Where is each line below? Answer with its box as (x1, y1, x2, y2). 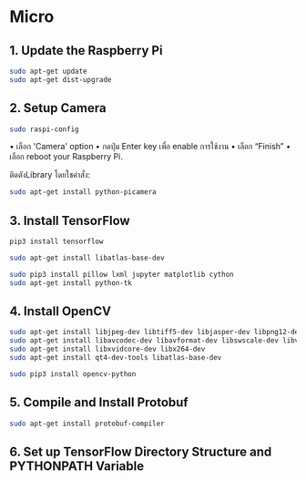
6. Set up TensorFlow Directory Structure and (9, 444, 272, 459)
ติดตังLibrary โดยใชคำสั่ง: (9, 169, 91, 180)
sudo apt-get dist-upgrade (9, 75, 112, 84)
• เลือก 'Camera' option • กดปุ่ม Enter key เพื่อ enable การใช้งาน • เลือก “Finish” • (9, 141, 291, 152)
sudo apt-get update (9, 66, 88, 76)
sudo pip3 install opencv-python (9, 369, 137, 379)
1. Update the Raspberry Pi (9, 43, 163, 58)
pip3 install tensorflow (9, 237, 104, 247)
